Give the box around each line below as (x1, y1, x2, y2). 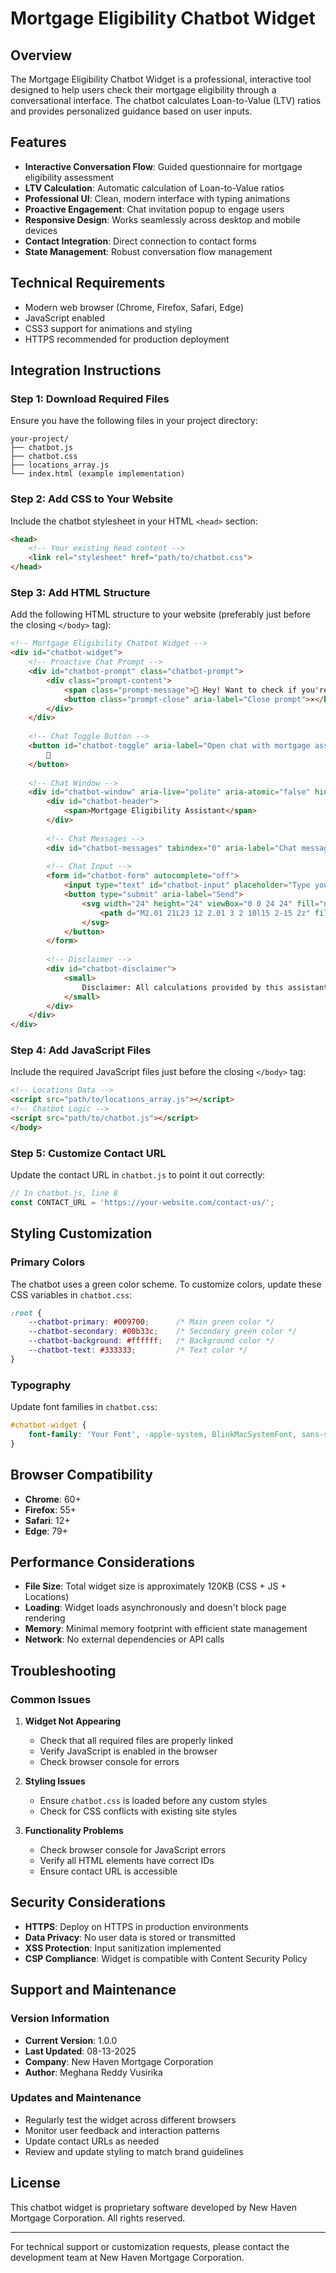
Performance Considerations (10, 1553, 195, 1571)
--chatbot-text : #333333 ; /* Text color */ (28, 1345, 248, 1356)
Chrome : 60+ (24, 1493, 82, 1505)
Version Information (10, 2012, 110, 2026)
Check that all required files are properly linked (39, 1735, 233, 1747)
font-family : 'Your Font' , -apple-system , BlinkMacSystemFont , (28, 1429, 298, 1439)
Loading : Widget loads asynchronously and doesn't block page (24, 1602, 287, 1614)
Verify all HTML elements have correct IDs (39, 1855, 215, 1867)
